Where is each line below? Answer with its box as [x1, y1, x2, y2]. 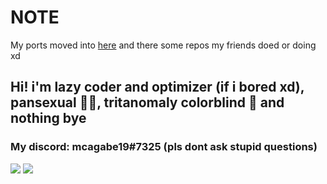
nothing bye [10, 110, 87, 127]
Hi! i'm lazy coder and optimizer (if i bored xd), [10, 79, 305, 96]
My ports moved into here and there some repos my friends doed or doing [10, 39, 317, 51]
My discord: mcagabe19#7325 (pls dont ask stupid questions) [10, 140, 318, 154]
